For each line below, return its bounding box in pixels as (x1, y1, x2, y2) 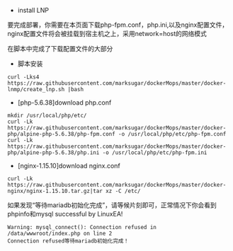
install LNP (17, 6, 50, 14)
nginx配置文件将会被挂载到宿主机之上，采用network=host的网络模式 (7, 30, 208, 37)
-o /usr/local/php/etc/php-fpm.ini (102, 149, 208, 156)
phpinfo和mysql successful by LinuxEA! (7, 210, 123, 218)
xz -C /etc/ (105, 187, 141, 194)
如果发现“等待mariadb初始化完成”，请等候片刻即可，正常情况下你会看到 (7, 201, 217, 209)
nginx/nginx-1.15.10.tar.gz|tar (7, 187, 103, 194)
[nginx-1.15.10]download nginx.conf (17, 162, 120, 170)
